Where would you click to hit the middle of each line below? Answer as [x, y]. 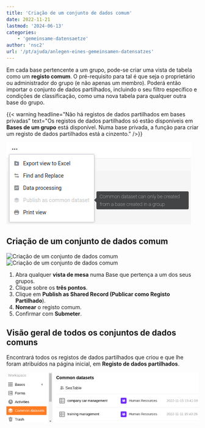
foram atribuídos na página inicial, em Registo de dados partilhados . [93, 364]
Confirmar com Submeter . [49, 313]
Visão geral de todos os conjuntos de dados [91, 333]
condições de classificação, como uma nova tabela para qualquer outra [96, 96]
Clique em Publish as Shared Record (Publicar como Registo [92, 294]
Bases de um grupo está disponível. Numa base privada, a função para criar [103, 127]
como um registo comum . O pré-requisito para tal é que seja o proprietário [101, 76]
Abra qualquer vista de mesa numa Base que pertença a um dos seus [103, 274]
